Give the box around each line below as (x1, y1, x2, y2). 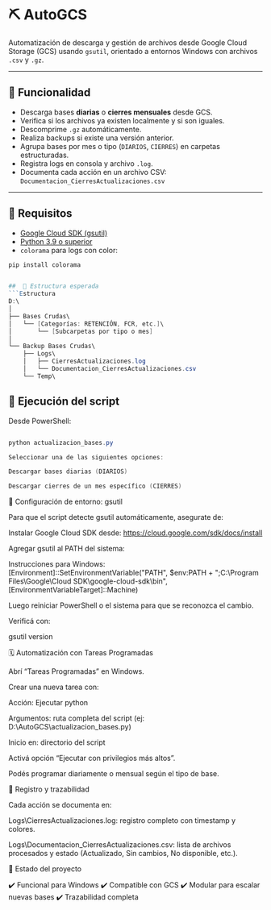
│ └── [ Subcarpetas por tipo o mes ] (8, 327, 153, 335)
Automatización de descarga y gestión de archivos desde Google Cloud (8, 37, 248, 48)
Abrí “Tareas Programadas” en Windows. (8, 667, 145, 676)
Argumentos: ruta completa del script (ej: (8, 713, 145, 723)
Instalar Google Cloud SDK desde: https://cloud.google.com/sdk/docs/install (8, 528, 263, 538)
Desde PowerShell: (8, 416, 72, 426)
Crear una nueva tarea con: (8, 682, 99, 692)
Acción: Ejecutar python (8, 698, 89, 708)
